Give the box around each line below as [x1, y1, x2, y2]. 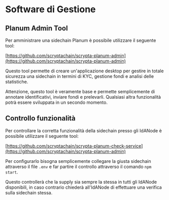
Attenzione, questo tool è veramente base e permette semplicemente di [5, 89, 155, 95]
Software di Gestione [5, 4, 96, 15]
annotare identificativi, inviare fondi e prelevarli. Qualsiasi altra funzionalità [5, 94, 161, 100]
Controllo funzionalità [5, 114, 76, 123]
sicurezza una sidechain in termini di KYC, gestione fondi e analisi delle [5, 73, 154, 79]
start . [5, 169, 18, 175]
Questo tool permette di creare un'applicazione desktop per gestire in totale [5, 68, 164, 74]
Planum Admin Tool [5, 24, 68, 33]
